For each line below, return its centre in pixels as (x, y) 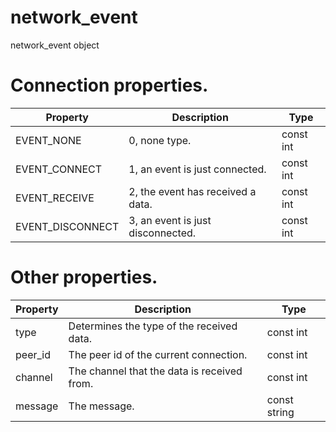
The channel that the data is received (155, 371)
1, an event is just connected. (197, 169)
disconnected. (162, 233)
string (280, 412)
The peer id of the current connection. (158, 354)
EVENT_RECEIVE (55, 198)
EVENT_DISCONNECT (67, 226)
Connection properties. (109, 85)
